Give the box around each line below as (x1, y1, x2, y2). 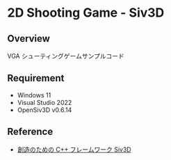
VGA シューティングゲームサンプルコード (7, 52, 124, 60)
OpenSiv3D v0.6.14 (17, 106, 72, 114)
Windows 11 (17, 90, 51, 99)
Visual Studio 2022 (17, 98, 72, 106)
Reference (7, 126, 54, 138)
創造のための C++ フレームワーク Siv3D (17, 145, 131, 154)
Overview (7, 33, 51, 45)
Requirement (7, 72, 65, 84)
